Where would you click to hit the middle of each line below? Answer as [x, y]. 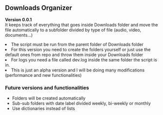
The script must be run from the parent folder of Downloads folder [78, 44]
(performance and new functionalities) [43, 75]
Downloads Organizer [39, 8]
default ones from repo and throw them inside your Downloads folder [74, 55]
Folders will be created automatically [49, 98]
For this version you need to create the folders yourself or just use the [81, 49]
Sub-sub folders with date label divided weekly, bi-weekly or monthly [81, 103]
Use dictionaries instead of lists [43, 109]
